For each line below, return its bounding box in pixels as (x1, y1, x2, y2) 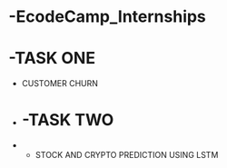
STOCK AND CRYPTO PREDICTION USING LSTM (35, 150, 219, 161)
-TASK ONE (8, 48, 96, 69)
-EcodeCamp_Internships (8, 6, 206, 27)
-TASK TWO (21, 110, 114, 131)
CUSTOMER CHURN (21, 78, 99, 89)
